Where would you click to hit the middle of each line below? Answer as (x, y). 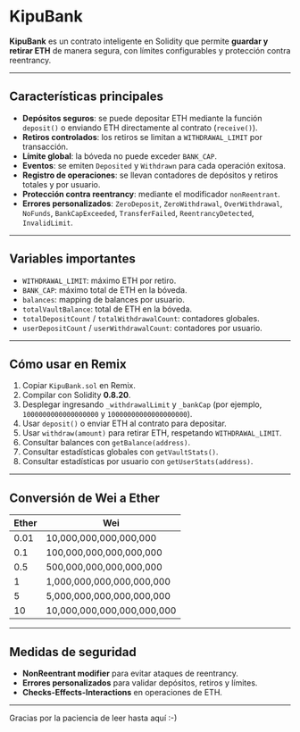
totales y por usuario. (61, 184)
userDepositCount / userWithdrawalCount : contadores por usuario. (142, 328)
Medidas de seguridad (73, 652)
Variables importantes (73, 259)
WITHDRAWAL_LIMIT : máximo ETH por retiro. (99, 280)
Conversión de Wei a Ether (85, 498)
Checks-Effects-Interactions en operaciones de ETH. (122, 692)
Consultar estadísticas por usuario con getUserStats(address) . (137, 462)
